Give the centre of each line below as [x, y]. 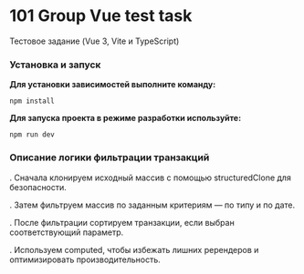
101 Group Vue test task [101, 16]
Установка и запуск [55, 65]
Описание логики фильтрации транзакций [110, 157]
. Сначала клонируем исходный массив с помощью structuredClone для [151, 178]
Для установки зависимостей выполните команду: [113, 85]
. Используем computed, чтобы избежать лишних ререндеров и [134, 249]
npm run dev [32, 135]
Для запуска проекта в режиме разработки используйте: [126, 118]
